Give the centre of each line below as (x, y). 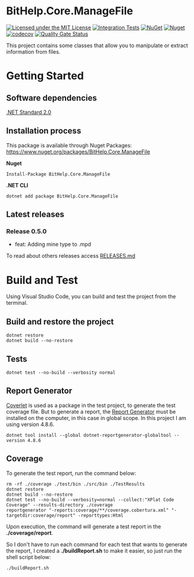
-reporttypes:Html (101, 515)
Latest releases (35, 215)
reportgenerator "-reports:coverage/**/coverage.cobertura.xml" (87, 510)
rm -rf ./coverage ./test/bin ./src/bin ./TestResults (76, 484)
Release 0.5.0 (26, 232)
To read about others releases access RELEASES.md (71, 256)
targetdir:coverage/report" (41, 515)
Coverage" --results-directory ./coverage (60, 505)
